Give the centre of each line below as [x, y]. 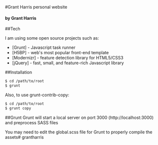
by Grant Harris [21, 18]
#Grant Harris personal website [36, 7]
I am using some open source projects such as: [52, 38]
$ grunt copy [18, 108]
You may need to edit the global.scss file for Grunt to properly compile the [79, 132]
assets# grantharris [24, 137]
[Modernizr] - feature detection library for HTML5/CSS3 [68, 58]
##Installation [19, 72]
